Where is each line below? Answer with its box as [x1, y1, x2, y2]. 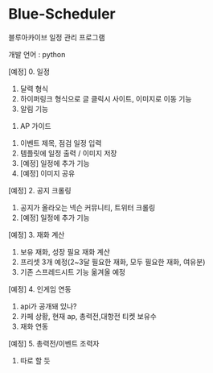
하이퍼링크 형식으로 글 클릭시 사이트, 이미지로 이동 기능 [19, 93, 192, 103]
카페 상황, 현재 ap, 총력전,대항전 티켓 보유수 [19, 311, 157, 321]
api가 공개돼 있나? [19, 301, 77, 311]
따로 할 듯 [19, 355, 51, 365]
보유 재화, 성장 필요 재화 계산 [19, 247, 111, 256]
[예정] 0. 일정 [8, 66, 51, 77]
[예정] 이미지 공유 [19, 168, 76, 178]
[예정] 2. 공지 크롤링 [8, 185, 72, 195]
